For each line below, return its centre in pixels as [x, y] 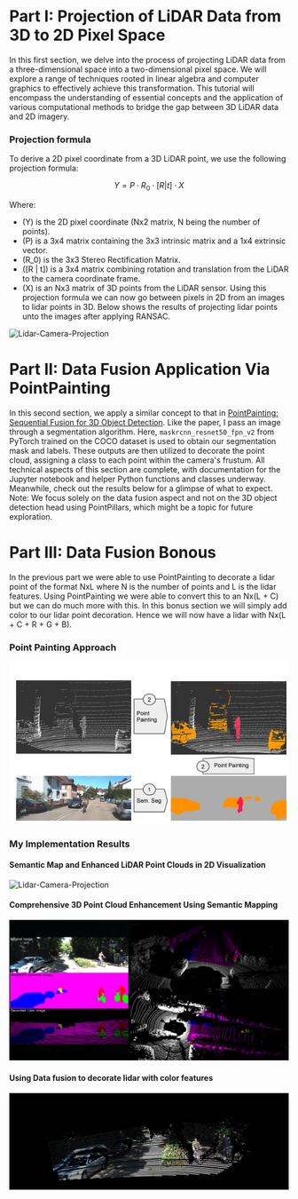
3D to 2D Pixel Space [87, 35]
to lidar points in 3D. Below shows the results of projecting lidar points [149, 307]
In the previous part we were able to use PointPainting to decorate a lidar [142, 577]
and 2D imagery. [39, 116]
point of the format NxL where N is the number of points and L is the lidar [143, 586]
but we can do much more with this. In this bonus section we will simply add [148, 605]
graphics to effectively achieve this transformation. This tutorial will [132, 88]
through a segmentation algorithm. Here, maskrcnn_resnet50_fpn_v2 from [142, 432]
